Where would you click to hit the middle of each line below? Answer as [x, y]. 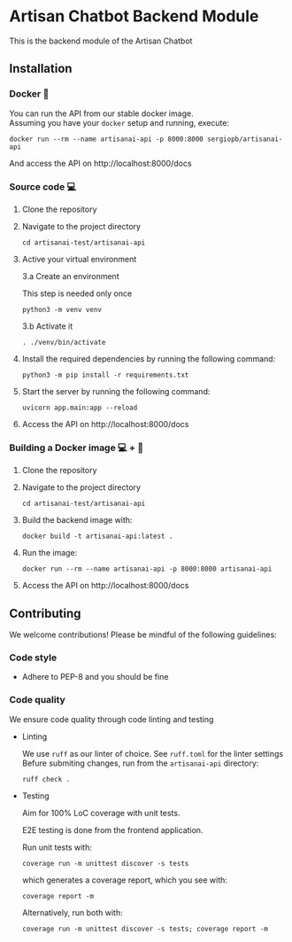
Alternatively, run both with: [72, 912]
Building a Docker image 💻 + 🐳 [77, 448]
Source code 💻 [43, 186]
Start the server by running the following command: [116, 391]
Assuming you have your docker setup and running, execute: [119, 122]
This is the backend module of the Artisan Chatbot [101, 41]
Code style [33, 658]
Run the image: [50, 553]
